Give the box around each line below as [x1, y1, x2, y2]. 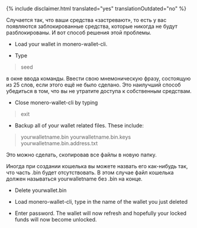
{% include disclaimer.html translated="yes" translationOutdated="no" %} [6, 5, 186, 12]
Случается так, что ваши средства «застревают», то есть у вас [6, 17, 167, 23]
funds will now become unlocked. [14, 216, 97, 223]
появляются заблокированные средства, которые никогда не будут [6, 23, 178, 30]
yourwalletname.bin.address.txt [20, 140, 98, 147]
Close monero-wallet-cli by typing [14, 99, 98, 106]
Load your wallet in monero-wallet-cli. [14, 41, 108, 47]
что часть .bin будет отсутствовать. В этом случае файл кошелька [6, 169, 174, 176]
